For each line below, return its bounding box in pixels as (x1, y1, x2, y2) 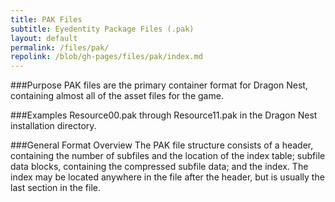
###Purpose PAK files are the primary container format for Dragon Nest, (10, 79, 308, 91)
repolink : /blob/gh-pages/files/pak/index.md (10, 52, 203, 62)
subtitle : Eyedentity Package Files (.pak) (10, 24, 195, 34)
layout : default (10, 33, 78, 43)
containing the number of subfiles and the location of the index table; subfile (10, 150, 326, 162)
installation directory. (10, 120, 97, 132)
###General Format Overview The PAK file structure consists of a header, (10, 139, 314, 151)
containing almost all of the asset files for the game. (10, 90, 224, 102)
